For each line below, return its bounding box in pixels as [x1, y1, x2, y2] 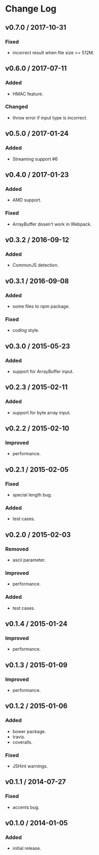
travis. [12, 734, 25, 740]
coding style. [12, 327, 39, 333]
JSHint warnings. [12, 763, 48, 769]
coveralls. [12, 739, 33, 745]
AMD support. [12, 197, 41, 203]
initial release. [12, 845, 41, 851]
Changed [5, 103, 28, 110]
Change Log [5, 3, 56, 15]
